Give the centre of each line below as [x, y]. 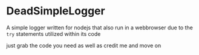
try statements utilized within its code [54, 33]
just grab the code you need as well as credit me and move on [84, 45]
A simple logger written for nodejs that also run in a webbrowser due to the [100, 27]
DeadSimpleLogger [56, 11]
